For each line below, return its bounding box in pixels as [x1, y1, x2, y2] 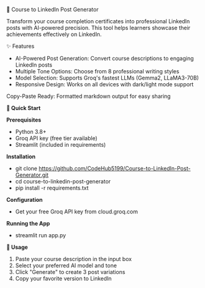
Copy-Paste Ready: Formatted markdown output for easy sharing [6, 92, 171, 100]
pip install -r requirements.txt [15, 184, 89, 191]
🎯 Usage [6, 243, 28, 251]
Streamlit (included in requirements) [15, 141, 106, 148]
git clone [15, 165, 38, 172]
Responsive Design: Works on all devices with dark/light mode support [15, 81, 194, 88]
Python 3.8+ [15, 128, 47, 135]
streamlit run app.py [15, 232, 66, 238]
